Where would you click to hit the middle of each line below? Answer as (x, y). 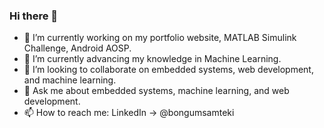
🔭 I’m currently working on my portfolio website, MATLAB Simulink (160, 38)
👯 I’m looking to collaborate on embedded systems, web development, (168, 70)
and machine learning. (70, 80)
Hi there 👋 (34, 16)
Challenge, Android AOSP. (77, 48)
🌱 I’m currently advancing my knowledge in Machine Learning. (152, 59)
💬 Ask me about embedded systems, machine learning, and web (156, 91)
